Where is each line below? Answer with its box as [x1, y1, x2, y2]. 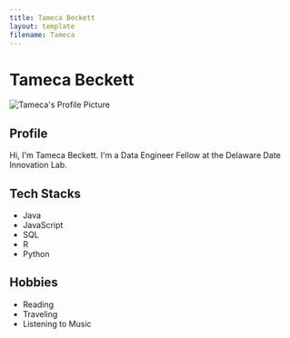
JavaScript [22, 219, 64, 230]
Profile [9, 125, 48, 141]
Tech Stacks [9, 185, 82, 201]
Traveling [22, 308, 58, 319]
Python [22, 248, 50, 259]
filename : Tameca [9, 30, 75, 39]
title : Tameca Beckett [9, 13, 95, 23]
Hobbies [9, 274, 59, 291]
